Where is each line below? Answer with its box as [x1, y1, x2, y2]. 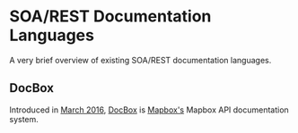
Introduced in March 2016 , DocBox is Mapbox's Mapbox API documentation [9, 104, 289, 115]
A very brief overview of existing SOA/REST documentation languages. [9, 54, 272, 65]
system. [9, 113, 39, 124]
